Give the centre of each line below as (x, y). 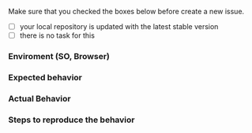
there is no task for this (57, 35)
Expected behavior (45, 77)
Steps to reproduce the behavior (71, 120)
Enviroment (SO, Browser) (59, 57)
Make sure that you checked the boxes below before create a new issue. (126, 11)
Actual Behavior (39, 98)
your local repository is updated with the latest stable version (119, 26)
